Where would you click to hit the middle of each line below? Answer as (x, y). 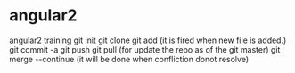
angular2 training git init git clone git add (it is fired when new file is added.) (148, 40)
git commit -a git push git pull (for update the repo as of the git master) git (145, 49)
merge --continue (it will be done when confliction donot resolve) (129, 59)
